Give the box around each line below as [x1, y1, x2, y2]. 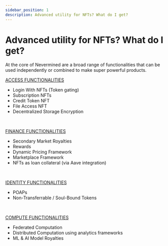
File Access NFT [12, 103, 47, 110]
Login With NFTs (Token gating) [12, 87, 79, 93]
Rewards [12, 144, 31, 150]
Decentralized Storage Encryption [12, 108, 84, 115]
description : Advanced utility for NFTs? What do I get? [5, 12, 128, 17]
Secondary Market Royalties [12, 138, 72, 144]
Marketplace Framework [12, 154, 64, 160]
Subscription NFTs [12, 92, 52, 98]
